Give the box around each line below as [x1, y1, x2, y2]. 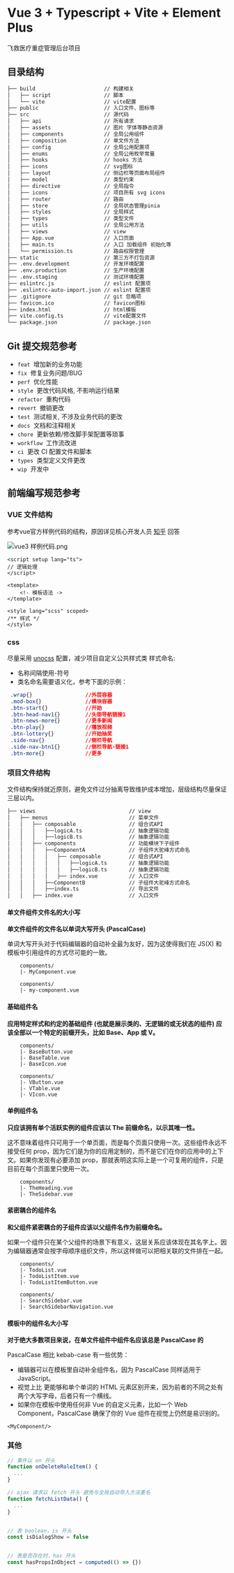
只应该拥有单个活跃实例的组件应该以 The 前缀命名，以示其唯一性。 [7, 1123, 199, 1131]
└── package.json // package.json [7, 319, 151, 326]
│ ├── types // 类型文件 [7, 215, 134, 222]
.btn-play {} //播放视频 [10, 724, 113, 731]
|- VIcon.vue [19, 1091, 58, 1098]
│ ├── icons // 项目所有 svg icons [7, 189, 166, 196]
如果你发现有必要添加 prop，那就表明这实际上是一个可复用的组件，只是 [19, 1155, 224, 1164]
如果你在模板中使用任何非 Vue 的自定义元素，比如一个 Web [17, 1400, 188, 1409]
